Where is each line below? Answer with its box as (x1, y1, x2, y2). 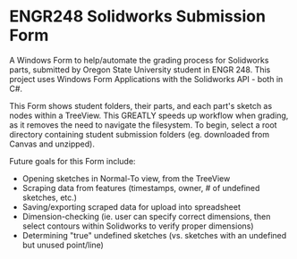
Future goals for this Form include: (9, 155, 136, 166)
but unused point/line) (21, 239, 105, 250)
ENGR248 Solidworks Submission (9, 6, 267, 27)
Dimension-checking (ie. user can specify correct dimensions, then (21, 211, 271, 221)
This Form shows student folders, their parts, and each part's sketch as (9, 100, 273, 111)
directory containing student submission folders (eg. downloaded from (9, 129, 270, 139)
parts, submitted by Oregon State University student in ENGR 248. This (9, 64, 271, 75)
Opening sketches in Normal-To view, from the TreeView (21, 172, 231, 184)
